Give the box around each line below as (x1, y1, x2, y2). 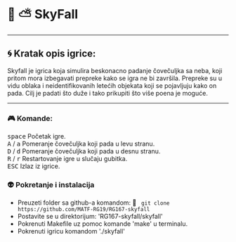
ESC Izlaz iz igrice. (7, 162, 60, 170)
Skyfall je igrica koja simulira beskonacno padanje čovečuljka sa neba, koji (7, 66, 223, 75)
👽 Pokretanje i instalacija (7, 179, 95, 189)
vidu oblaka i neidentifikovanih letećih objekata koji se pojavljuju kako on (7, 81, 217, 89)
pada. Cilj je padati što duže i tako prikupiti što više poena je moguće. (7, 89, 209, 97)
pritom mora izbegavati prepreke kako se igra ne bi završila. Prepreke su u (7, 74, 223, 82)
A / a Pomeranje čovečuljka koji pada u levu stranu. (7, 139, 155, 148)
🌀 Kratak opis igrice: (7, 48, 96, 60)
